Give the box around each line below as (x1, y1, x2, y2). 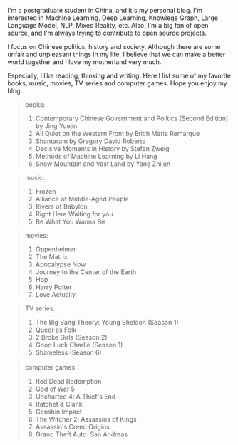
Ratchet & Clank (35, 400, 83, 408)
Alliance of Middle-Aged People (35, 195, 130, 203)
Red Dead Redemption (35, 377, 102, 385)
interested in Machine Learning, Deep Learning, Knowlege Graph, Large (7, 14, 219, 22)
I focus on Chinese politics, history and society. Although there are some (7, 43, 221, 51)
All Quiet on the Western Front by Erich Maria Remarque (35, 130, 200, 137)
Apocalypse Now (35, 260, 86, 268)
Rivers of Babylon (35, 202, 88, 211)
